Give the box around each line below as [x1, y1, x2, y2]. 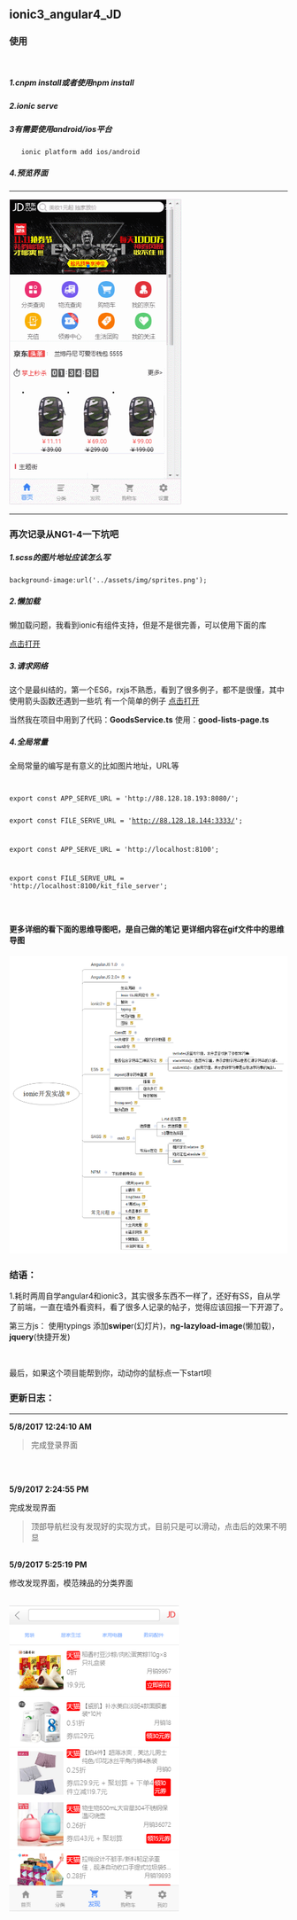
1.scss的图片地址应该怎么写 [9, 551, 110, 562]
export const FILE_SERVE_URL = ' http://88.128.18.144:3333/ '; [9, 816, 243, 825]
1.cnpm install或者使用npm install [9, 77, 134, 88]
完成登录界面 [30, 1440, 78, 1450]
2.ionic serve [9, 100, 59, 111]
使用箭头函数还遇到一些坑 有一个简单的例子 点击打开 [9, 696, 200, 706]
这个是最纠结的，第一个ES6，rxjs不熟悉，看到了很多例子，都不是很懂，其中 [9, 684, 285, 695]
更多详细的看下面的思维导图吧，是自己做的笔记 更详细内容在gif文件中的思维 [9, 924, 285, 934]
